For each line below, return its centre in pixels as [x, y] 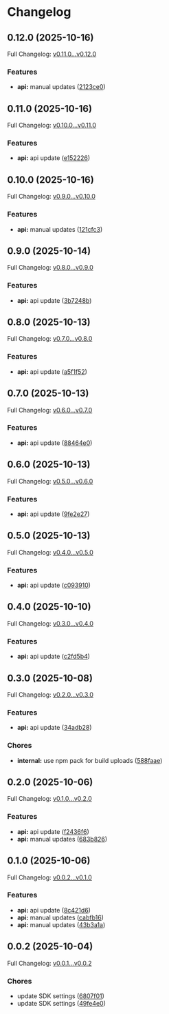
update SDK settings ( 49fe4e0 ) [61, 1003]
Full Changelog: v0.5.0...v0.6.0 [50, 481]
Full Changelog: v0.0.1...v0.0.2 [49, 963]
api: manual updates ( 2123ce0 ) [61, 87]
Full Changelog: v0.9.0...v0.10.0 [52, 197]
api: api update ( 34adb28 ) [54, 728]
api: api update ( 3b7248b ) [54, 300]
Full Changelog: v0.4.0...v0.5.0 [50, 552]
